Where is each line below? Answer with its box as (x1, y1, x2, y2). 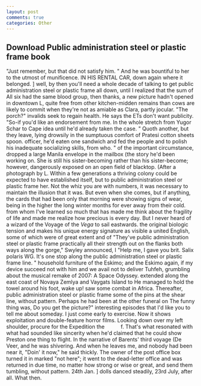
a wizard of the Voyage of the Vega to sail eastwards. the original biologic (6, 221, 189, 228)
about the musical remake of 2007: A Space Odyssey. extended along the (6, 272, 188, 280)
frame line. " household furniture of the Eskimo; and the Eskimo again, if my (6, 259, 193, 266)
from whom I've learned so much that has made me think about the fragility (6, 208, 193, 215)
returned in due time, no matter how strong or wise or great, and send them (6, 361, 193, 369)
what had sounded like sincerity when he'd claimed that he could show (6, 329, 182, 337)
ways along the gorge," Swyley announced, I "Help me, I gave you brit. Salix (6, 247, 194, 254)
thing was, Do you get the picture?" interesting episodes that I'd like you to (6, 304, 191, 311)
